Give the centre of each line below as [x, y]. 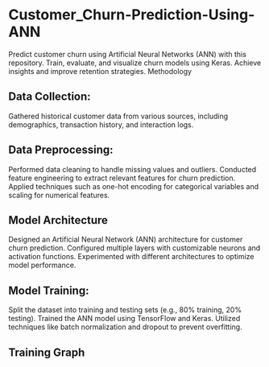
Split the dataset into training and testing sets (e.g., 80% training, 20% [125, 310]
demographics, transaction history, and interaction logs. [101, 124]
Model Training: [49, 290]
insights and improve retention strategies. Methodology [100, 71]
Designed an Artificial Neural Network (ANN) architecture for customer [126, 240]
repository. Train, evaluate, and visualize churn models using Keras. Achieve [135, 63]
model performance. [42, 265]
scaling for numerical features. [59, 195]
